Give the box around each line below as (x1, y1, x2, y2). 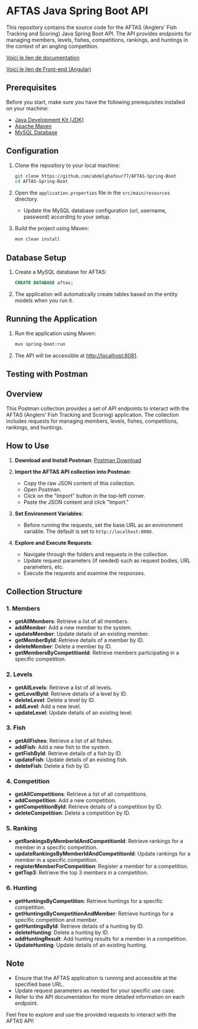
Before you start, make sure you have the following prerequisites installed (6, 98, 185, 105)
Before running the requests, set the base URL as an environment (23, 521, 183, 528)
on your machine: (6, 105, 49, 112)
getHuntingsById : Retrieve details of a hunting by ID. (14, 922, 144, 930)
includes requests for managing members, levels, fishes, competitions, (6, 417, 178, 425)
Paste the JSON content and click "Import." (23, 499, 129, 506)
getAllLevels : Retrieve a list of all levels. (14, 684, 112, 691)
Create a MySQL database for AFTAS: (14, 268, 107, 275)
